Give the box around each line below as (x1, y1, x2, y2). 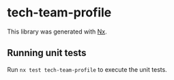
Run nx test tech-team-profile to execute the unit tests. (7, 65, 167, 73)
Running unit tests (7, 47, 87, 59)
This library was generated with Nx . (7, 27, 107, 36)
